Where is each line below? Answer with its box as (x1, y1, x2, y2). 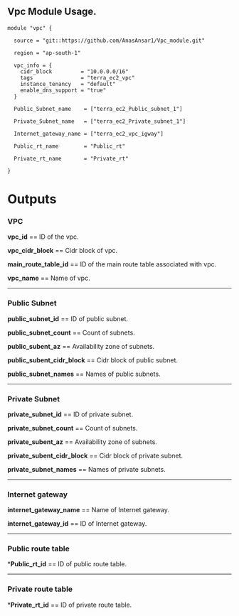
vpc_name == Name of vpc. (7, 274, 90, 283)
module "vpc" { (7, 24, 53, 31)
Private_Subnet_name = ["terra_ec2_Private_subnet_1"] (14, 117, 186, 125)
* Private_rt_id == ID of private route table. (7, 600, 132, 609)
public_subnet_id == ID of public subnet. (7, 314, 129, 323)
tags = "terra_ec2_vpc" (20, 74, 135, 81)
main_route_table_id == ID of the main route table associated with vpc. (7, 260, 217, 269)
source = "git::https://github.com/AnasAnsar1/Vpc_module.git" (14, 37, 205, 44)
